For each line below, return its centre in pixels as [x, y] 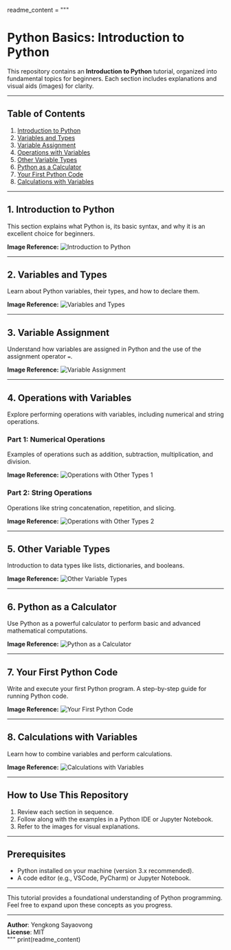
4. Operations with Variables [69, 398]
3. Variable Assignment [58, 332]
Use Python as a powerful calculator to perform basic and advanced [104, 624]
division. [19, 462]
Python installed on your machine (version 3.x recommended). [105, 871]
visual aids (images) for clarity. [51, 86]
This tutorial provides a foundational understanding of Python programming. [115, 898]
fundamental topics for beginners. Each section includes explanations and [112, 78]
